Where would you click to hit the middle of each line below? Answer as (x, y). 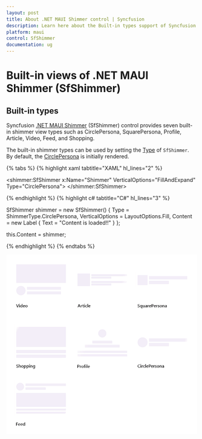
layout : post (23, 13)
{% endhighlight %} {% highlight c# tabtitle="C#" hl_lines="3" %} (88, 198)
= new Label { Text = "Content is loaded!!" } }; (64, 223)
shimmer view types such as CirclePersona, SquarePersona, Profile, (96, 132)
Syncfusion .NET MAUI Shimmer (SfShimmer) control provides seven (92, 125)
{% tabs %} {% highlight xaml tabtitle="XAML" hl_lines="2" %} (84, 168)
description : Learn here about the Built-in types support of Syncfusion (101, 25)
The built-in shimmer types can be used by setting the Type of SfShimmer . (98, 150)
